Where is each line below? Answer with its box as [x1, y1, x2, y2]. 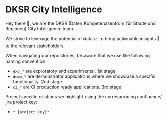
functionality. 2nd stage [12, 78, 62, 84]
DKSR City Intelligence [5, 4, 102, 15]
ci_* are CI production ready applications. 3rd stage [12, 84, 121, 90]
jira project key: [5, 99, 38, 105]
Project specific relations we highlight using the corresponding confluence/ [5, 93, 162, 99]
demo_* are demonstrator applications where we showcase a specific [12, 73, 156, 79]
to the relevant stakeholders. [5, 43, 65, 49]
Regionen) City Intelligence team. [5, 25, 75, 31]
